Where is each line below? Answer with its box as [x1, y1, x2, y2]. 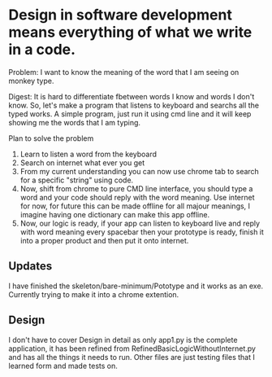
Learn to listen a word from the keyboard [19, 149, 157, 159]
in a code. [8, 41, 76, 59]
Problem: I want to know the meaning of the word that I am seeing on [8, 67, 240, 77]
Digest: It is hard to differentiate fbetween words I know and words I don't [8, 91, 255, 101]
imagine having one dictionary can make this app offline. [19, 209, 209, 219]
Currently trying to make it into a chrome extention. [8, 289, 179, 299]
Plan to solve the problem [8, 133, 94, 143]
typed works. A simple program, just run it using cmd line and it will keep [8, 108, 252, 119]
